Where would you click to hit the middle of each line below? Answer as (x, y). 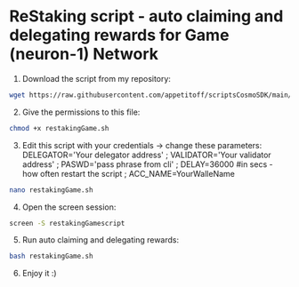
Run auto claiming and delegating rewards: (101, 240)
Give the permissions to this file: (81, 112)
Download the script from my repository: (97, 78)
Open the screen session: (69, 207)
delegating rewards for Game (119, 35)
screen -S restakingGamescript (67, 223)
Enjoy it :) (39, 274)
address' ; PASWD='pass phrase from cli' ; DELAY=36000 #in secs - (147, 164)
